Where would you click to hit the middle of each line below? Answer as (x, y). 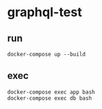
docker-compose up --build (46, 54)
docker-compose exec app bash (51, 92)
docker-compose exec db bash (50, 98)
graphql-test (45, 12)
